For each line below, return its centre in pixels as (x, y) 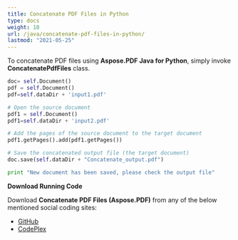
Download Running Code (45, 186)
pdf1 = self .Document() (43, 114)
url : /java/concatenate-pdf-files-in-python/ (76, 34)
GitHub (28, 221)
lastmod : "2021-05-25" (41, 41)
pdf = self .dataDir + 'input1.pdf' (57, 94)
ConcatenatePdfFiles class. (49, 68)
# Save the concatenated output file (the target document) (99, 153)
